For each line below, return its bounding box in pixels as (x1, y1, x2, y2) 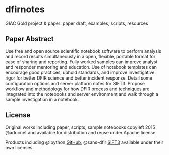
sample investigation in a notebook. (5, 96, 79, 102)
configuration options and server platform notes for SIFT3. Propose (5, 80, 145, 86)
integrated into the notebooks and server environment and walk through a (5, 91, 159, 97)
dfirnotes (5, 4, 45, 15)
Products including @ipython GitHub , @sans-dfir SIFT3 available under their (5, 139, 164, 145)
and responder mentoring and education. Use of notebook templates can (5, 64, 157, 70)
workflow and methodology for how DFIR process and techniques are (5, 86, 150, 92)
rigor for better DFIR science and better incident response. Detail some (5, 74, 153, 81)
